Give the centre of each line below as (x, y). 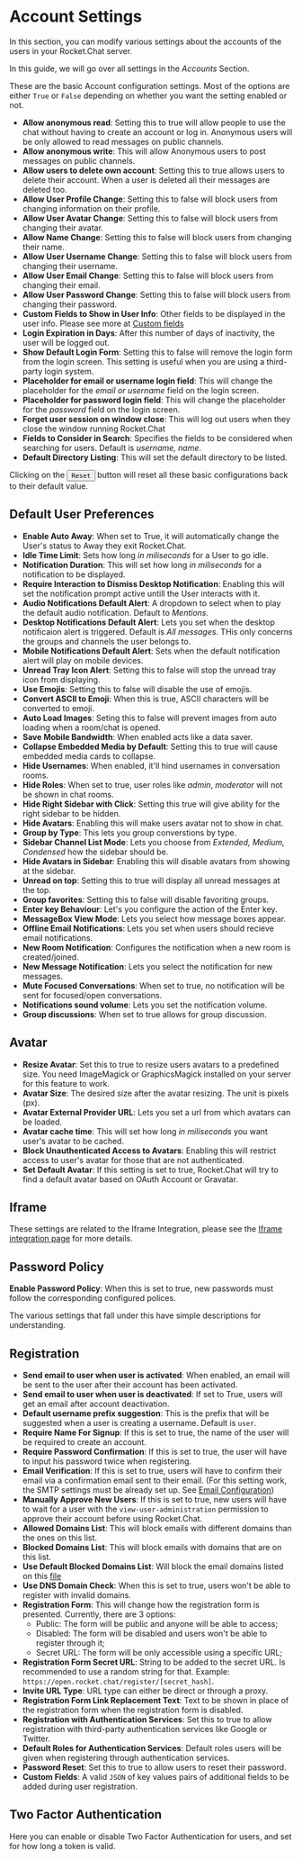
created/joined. (50, 957)
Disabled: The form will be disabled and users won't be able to (151, 1633)
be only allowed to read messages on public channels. (123, 141)
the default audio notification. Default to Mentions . (115, 612)
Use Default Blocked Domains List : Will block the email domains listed (153, 1567)
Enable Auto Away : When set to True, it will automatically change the (151, 536)
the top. (37, 889)
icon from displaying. (61, 679)
